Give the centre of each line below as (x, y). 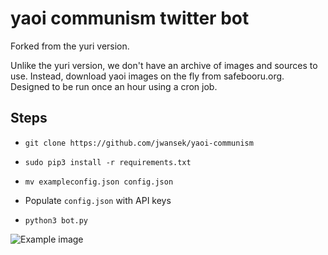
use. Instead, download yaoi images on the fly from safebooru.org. (147, 76)
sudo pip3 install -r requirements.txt (108, 162)
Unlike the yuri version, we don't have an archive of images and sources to (164, 65)
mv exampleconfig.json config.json (99, 182)
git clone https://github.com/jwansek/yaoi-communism (139, 143)
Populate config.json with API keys (98, 200)
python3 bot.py (56, 220)
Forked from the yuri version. (70, 46)
